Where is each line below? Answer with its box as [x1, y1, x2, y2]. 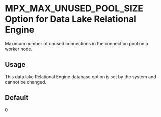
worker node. [5, 46, 33, 52]
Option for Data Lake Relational [5, 13, 136, 25]
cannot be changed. [5, 79, 46, 85]
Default [5, 93, 29, 102]
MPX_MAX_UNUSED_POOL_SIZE [5, 3, 144, 14]
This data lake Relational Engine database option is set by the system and [5, 73, 156, 80]
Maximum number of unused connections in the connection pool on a [5, 40, 148, 46]
